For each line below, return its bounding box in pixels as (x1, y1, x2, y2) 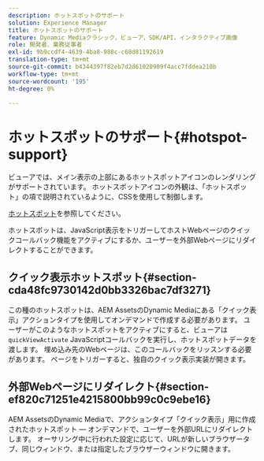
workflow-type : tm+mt (8, 70, 80, 78)
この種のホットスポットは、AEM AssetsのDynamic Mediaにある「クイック (8, 305, 250, 315)
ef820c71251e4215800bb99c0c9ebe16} (8, 392, 211, 406)
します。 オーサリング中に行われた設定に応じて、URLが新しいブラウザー (8, 434, 244, 444)
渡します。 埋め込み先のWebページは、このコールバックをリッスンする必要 (8, 344, 252, 355)
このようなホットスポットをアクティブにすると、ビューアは (35, 325, 229, 335)
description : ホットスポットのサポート (8, 11, 125, 20)
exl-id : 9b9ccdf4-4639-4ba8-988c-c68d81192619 (8, 48, 164, 56)
